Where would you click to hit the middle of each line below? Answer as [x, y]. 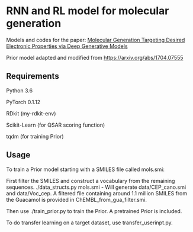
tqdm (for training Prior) [35, 136]
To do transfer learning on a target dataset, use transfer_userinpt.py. [89, 223]
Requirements [33, 76]
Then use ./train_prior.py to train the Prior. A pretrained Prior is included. [94, 211]
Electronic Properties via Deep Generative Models [67, 46]
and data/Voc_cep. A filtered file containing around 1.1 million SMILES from [97, 193]
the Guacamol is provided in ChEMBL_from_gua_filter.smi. [76, 199]
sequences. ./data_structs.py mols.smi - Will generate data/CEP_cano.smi [96, 187]
